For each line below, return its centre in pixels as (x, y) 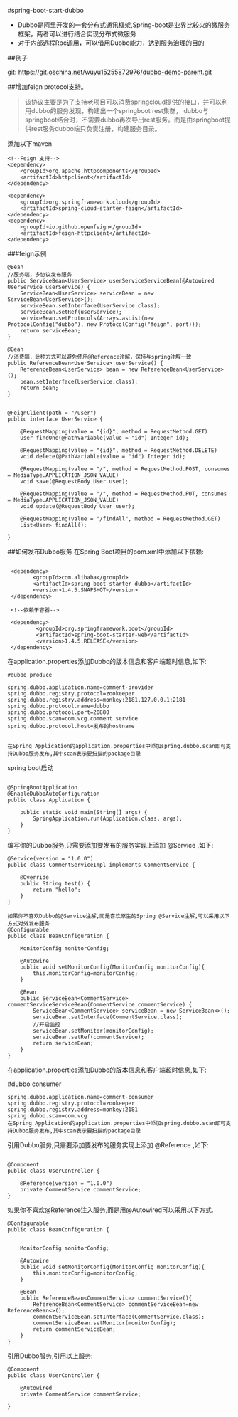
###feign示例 (27, 253)
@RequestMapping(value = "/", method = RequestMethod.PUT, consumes (124, 494)
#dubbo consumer (34, 1084)
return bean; (39, 388)
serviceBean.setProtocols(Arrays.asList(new (87, 318)
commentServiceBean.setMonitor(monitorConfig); (104, 1323)
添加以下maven (29, 144)
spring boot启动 (31, 768)
